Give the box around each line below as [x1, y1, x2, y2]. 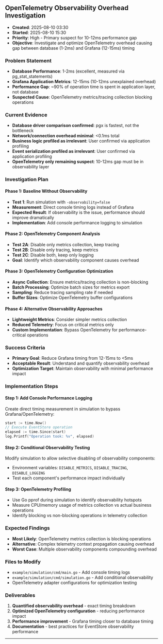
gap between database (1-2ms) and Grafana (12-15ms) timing [12, 45, 135, 51]
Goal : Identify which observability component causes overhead [12, 257, 139, 263]
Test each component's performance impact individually [12, 475, 125, 481]
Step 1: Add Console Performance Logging [5, 395, 93, 401]
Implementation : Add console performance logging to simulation [12, 220, 142, 225]
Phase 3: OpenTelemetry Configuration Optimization [5, 268, 114, 274]
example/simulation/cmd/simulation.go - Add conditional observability [12, 574, 154, 581]
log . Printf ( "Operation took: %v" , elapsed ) [5, 434, 95, 439]
